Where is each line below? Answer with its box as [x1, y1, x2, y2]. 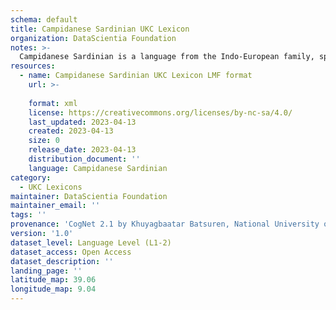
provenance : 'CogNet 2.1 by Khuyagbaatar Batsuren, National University [10, 219, 320, 230]
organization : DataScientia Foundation [10, 33, 177, 43]
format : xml [28, 98, 78, 108]
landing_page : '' [10, 266, 83, 276]
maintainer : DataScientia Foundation [10, 191, 168, 201]
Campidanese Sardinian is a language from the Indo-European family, [19, 52, 315, 62]
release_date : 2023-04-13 [28, 145, 137, 155]
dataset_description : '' [10, 256, 114, 266]
